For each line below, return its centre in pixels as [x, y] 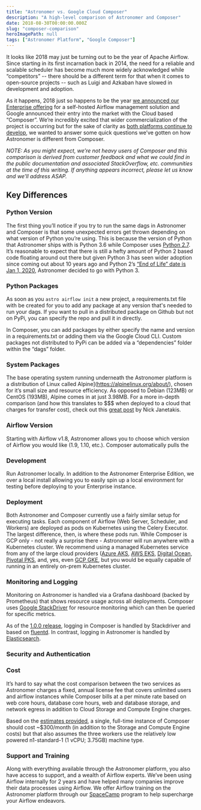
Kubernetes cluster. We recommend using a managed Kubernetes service [97, 547]
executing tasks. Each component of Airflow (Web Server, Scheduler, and [97, 522]
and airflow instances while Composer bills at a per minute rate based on [96, 696]
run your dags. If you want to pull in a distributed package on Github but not [100, 311]
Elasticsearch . [23, 638]
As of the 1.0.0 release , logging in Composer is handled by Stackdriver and [98, 626]
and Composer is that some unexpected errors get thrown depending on [96, 232]
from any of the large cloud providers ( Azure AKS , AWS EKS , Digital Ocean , [99, 553]
